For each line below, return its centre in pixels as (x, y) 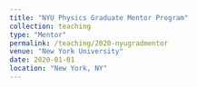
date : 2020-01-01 (42, 60)
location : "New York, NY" (58, 69)
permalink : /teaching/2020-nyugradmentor (89, 43)
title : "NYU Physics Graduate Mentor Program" (99, 18)
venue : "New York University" (67, 52)
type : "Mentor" (38, 34)
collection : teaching (50, 26)
